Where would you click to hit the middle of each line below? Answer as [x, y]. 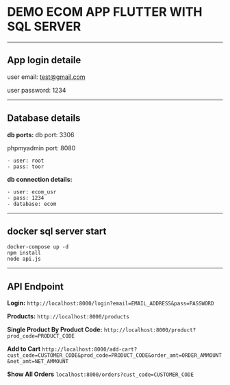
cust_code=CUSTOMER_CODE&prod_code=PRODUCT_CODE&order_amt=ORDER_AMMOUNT [115, 355]
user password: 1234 [37, 90]
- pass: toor [26, 166]
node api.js [24, 259]
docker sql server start [57, 231]
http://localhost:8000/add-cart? [90, 350]
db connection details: [40, 179]
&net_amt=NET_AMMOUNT [38, 362]
